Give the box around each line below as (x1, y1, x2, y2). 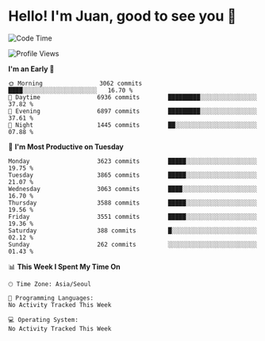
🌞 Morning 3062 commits (8, 79, 143, 87)
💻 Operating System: (8, 316, 79, 324)
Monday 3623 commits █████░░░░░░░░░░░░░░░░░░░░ (8, 157, 258, 165)
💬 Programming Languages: (8, 293, 94, 302)
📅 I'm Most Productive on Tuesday (8, 142, 125, 151)
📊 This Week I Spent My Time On (8, 262, 121, 271)
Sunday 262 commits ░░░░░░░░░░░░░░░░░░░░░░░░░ (8, 240, 258, 248)
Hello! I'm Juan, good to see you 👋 (8, 7, 236, 25)
